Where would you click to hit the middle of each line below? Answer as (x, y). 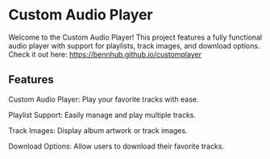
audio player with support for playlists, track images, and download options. (134, 45)
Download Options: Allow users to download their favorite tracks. (116, 146)
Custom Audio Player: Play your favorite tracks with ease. (104, 99)
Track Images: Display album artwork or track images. (98, 130)
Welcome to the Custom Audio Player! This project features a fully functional (135, 37)
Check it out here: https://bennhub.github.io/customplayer (105, 54)
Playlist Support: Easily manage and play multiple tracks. (102, 115)
